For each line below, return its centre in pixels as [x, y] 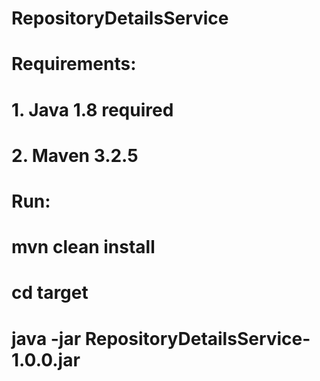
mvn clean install [83, 247]
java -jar [46, 338]
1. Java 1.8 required [92, 109]
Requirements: [74, 64]
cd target [50, 293]
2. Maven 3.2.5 [75, 155]
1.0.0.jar [46, 359]
